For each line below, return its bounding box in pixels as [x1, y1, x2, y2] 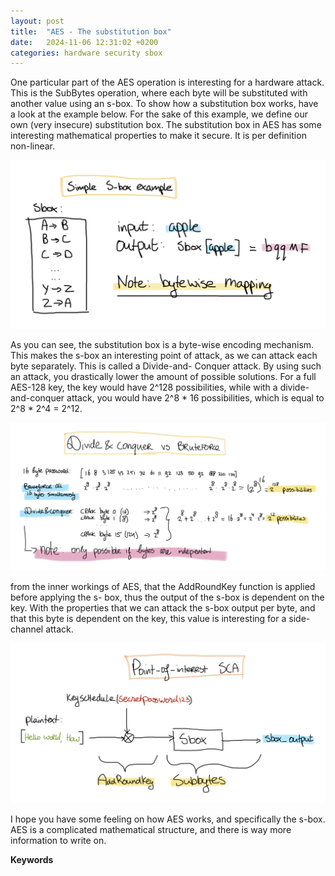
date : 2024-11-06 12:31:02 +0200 [10, 37, 159, 47]
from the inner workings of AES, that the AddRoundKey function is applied [10, 580, 316, 592]
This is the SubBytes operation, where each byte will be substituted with [10, 87, 308, 99]
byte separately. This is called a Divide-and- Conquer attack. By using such [10, 360, 322, 372]
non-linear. [10, 140, 56, 152]
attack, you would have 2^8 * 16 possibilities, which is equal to [66, 391, 325, 404]
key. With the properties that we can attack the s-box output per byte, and [10, 601, 316, 614]
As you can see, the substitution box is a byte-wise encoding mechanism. [10, 338, 315, 350]
